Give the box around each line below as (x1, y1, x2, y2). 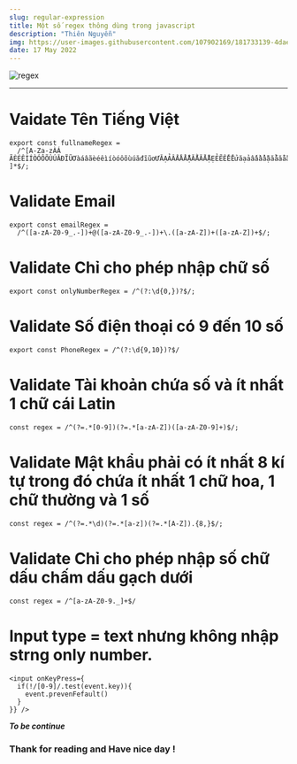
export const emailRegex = (9, 220, 109, 229)
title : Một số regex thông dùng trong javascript (9, 21, 196, 30)
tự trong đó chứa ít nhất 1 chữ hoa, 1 (9, 471, 276, 491)
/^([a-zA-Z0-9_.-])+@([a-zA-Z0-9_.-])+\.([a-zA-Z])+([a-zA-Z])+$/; (17, 228, 271, 237)
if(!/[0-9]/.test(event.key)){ (17, 682, 133, 691)
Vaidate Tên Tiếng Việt (9, 110, 179, 129)
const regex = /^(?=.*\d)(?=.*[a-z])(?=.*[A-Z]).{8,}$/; (9, 519, 224, 528)
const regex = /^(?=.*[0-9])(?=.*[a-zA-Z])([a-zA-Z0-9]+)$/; (9, 422, 240, 432)
